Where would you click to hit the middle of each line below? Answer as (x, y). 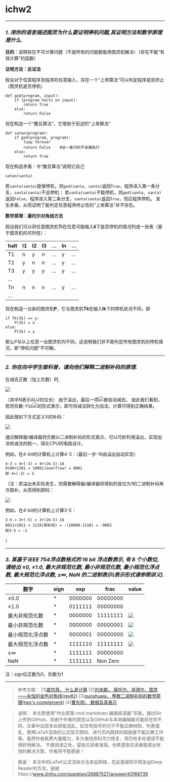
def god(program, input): (32, 96)
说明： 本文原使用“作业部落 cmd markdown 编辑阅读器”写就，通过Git (89, 713)
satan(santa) (19, 176)
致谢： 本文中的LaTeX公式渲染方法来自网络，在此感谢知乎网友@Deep (90, 762)
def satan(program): (27, 133)
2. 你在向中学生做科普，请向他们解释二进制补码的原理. (71, 367)
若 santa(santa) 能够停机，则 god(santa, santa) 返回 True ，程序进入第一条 (80, 186)
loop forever (37, 142)
